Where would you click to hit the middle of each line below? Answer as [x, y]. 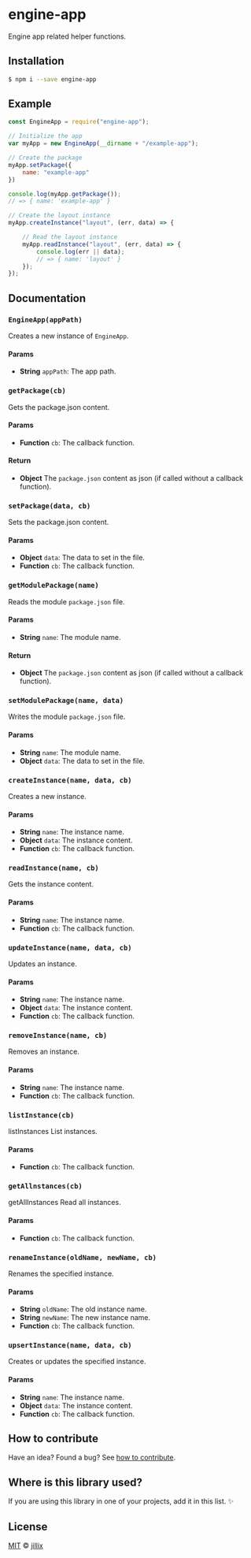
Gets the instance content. [51, 884]
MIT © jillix [26, 1545]
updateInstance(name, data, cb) [70, 948]
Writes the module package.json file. [67, 717]
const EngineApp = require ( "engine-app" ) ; [79, 122]
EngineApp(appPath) [45, 320]
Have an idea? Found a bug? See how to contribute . [92, 1458]
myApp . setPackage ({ [40, 165]
